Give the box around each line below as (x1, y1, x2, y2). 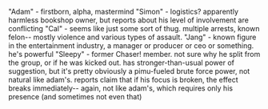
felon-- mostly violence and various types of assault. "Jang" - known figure (8, 32, 257, 42)
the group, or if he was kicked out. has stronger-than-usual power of (8, 58, 234, 67)
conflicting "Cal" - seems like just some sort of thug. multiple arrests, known (8, 24, 260, 33)
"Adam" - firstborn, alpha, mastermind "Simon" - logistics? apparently (8, 7, 238, 16)
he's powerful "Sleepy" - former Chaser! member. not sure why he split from (8, 50, 261, 59)
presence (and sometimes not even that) (8, 92, 142, 101)
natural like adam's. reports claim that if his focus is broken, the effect (8, 75, 238, 84)
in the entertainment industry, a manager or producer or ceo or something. (8, 41, 254, 50)
